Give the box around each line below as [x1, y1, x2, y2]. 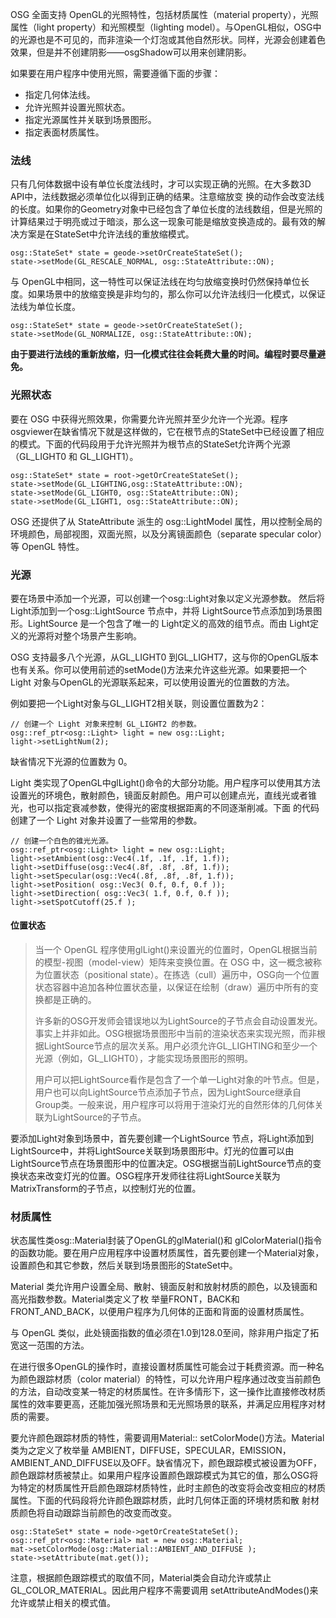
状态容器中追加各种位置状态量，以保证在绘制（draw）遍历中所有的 [34, 981, 310, 993]
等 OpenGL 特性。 [10, 540, 85, 552]
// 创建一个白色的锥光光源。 [10, 836, 114, 846]
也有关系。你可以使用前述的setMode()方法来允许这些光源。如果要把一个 [10, 663, 308, 675]
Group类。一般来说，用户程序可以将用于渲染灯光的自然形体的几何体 [34, 1099, 315, 1111]
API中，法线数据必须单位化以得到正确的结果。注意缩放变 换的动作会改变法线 [10, 191, 325, 203]
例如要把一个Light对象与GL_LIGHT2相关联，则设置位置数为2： [10, 697, 268, 709]
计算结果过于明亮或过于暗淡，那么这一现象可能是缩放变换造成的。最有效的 [10, 216, 317, 228]
